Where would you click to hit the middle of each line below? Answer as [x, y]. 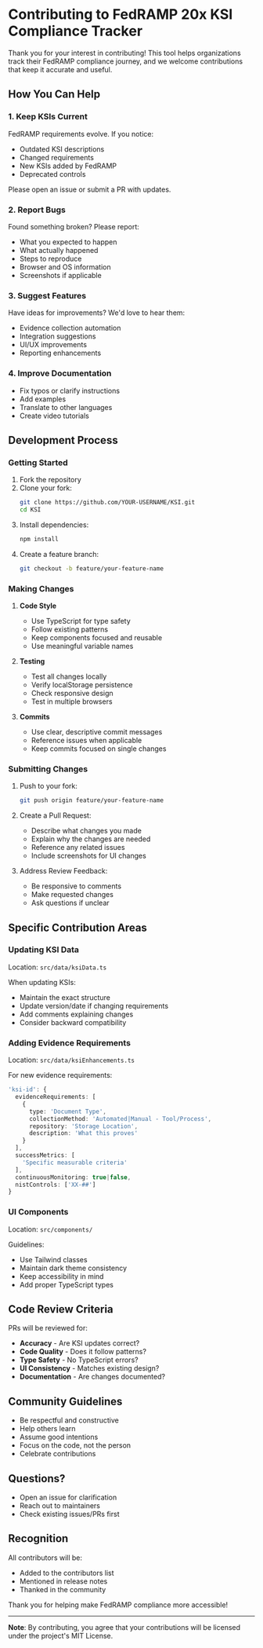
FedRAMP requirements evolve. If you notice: [81, 134]
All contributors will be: [45, 1558]
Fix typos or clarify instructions [69, 390]
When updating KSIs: [42, 982]
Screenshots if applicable [60, 275]
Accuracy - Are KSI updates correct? [79, 1343]
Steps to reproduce [50, 258]
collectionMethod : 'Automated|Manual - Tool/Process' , [120, 1119]
